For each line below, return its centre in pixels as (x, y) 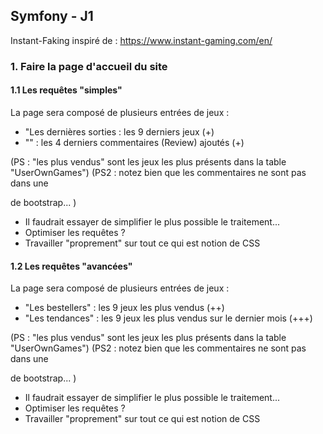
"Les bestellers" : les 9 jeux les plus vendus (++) (124, 308)
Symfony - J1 (52, 16)
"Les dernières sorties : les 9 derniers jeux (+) (119, 131)
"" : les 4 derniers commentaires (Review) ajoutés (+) (134, 142)
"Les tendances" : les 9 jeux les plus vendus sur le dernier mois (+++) (168, 318)
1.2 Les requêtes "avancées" (71, 266)
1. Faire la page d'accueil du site (89, 66)
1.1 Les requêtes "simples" (66, 90)
